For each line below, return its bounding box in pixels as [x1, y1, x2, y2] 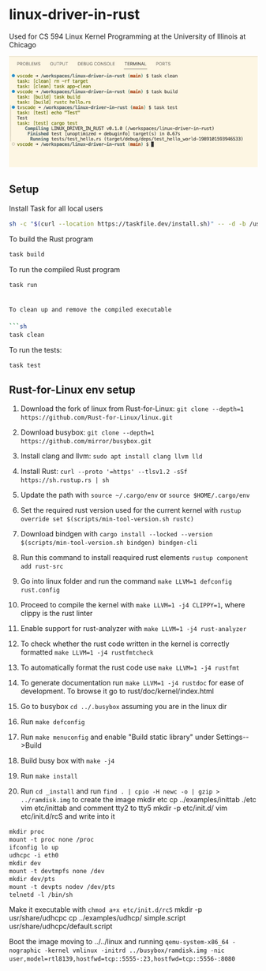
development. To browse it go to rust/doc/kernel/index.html [20, 686, 214, 696]
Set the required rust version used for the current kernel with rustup [20, 506, 242, 515]
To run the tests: [9, 345, 62, 354]
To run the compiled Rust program [9, 264, 121, 274]
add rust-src [20, 562, 64, 571]
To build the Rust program [9, 234, 94, 244]
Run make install [20, 771, 78, 781]
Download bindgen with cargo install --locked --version [20, 529, 213, 539]
